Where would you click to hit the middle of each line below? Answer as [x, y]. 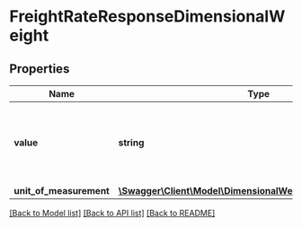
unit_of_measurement [62, 191]
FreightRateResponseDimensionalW [147, 17]
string [131, 143]
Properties [40, 69]
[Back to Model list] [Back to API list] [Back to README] [112, 213]
